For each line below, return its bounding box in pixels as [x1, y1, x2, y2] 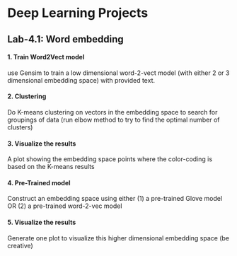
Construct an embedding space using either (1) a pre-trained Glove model [7, 194, 223, 203]
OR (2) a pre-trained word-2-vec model [7, 202, 122, 210]
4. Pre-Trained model [7, 178, 71, 187]
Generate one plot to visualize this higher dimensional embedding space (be [7, 233, 230, 242]
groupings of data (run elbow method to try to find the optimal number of [7, 115, 221, 124]
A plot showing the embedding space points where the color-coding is [7, 155, 213, 163]
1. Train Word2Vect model [7, 53, 85, 62]
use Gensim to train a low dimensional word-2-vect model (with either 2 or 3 [7, 69, 230, 77]
